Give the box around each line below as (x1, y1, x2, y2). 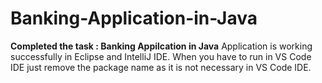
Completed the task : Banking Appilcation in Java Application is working (10, 40, 313, 52)
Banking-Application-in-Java (10, 7, 258, 30)
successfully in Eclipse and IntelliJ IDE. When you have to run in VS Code (10, 50, 312, 62)
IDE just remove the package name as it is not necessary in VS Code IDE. (10, 61, 312, 73)
